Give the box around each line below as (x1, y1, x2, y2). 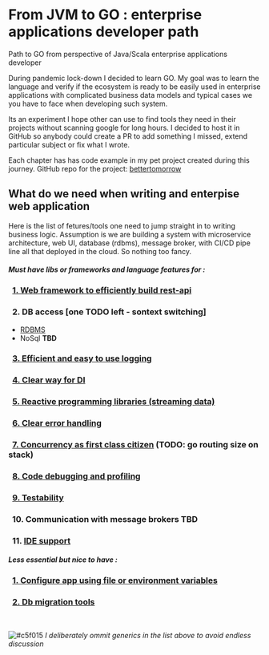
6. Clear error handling (11, 418, 102, 429)
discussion (8, 639, 44, 649)
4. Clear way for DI (11, 374, 86, 386)
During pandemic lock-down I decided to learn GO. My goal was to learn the (8, 73, 259, 83)
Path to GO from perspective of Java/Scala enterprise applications (8, 49, 228, 59)
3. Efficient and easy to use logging (11, 353, 152, 364)
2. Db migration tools (11, 596, 95, 608)
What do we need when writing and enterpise (8, 187, 240, 201)
